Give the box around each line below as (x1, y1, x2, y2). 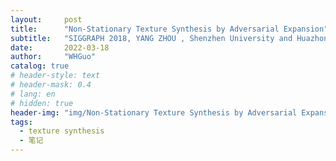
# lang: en (10, 89, 56, 99)
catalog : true (10, 61, 70, 71)
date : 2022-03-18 (10, 42, 110, 53)
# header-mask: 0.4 (10, 80, 92, 90)
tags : (10, 117, 33, 127)
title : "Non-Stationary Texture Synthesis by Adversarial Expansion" (10, 24, 329, 34)
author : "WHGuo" (10, 52, 97, 62)
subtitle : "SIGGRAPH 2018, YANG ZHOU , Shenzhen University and (10, 33, 293, 43)
